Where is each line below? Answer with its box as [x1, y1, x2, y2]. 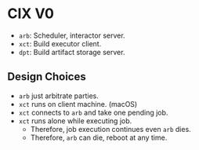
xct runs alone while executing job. [18, 115, 132, 126]
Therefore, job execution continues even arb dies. [30, 124, 191, 134]
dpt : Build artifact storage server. [18, 47, 125, 57]
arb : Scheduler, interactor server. [18, 31, 126, 40]
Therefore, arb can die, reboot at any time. [30, 133, 168, 142]
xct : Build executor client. [18, 38, 102, 48]
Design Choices [7, 70, 87, 83]
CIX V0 [7, 5, 54, 23]
